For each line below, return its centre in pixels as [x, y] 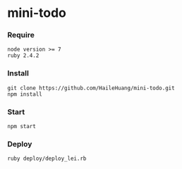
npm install [25, 94]
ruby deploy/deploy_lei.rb [47, 159]
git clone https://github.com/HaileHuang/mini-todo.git [91, 88]
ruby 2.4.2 [23, 56]
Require [21, 35]
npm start [22, 127]
